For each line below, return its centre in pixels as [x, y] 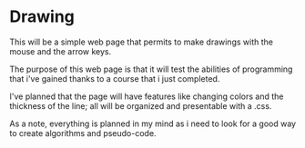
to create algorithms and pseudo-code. [83, 133]
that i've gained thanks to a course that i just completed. [115, 78]
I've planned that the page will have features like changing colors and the [147, 96]
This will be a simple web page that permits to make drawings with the [141, 42]
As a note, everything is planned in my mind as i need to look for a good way [153, 123]
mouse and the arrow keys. [61, 51]
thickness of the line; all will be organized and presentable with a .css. [141, 105]
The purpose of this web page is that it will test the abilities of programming [151, 69]
